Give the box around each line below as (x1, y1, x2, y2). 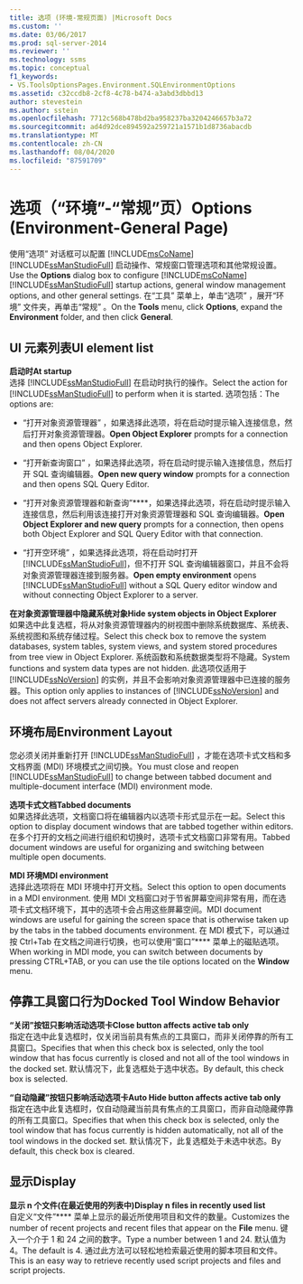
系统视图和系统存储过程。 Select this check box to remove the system (9, 631, 267, 642)
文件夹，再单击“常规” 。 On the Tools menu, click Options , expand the (23, 302, 283, 313)
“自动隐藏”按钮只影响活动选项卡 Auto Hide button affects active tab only (9, 1092, 281, 1102)
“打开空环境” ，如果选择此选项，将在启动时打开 (22, 548, 198, 558)
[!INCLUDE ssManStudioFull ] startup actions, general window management (9, 279, 286, 290)
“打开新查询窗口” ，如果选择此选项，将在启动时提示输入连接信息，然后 (22, 457, 286, 468)
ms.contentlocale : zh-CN (9, 139, 103, 148)
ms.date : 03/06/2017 (9, 30, 87, 39)
